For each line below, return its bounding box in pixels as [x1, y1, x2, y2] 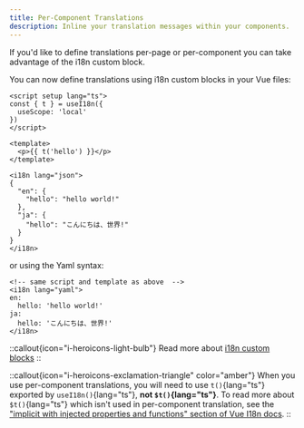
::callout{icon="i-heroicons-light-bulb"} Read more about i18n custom [9, 342, 270, 354]
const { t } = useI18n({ [9, 99, 103, 109]
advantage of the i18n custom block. [9, 56, 145, 67]
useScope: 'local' [17, 107, 88, 116]
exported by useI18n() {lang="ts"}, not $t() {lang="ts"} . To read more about [9, 389, 295, 400]
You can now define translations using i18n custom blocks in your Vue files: [9, 73, 291, 84]
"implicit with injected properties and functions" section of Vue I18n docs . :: [9, 408, 292, 419]
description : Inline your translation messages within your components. [9, 22, 290, 31]
